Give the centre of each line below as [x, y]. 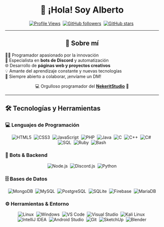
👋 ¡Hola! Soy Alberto [82, 10]
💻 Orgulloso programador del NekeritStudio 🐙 [82, 86]
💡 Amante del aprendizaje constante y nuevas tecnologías [63, 71]
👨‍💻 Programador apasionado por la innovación [52, 55]
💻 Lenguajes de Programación [42, 125]
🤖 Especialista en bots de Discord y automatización [57, 60]
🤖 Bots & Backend [26, 155]
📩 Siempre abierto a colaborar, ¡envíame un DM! [53, 76]
